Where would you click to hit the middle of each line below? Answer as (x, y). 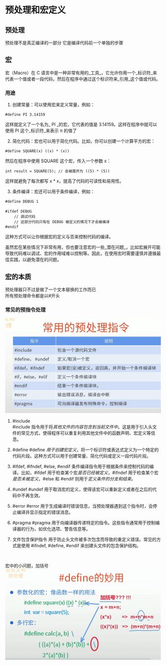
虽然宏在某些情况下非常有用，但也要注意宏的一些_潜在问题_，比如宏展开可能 (83, 247)
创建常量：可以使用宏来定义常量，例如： (53, 105)
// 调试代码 (25, 217)
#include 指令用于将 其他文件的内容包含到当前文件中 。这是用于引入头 (82, 427)
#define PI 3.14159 (25, 115)
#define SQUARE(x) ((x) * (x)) (37, 151)
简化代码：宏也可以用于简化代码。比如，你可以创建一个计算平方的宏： (84, 141)
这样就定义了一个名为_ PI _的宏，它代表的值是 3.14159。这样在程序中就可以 (81, 125)
